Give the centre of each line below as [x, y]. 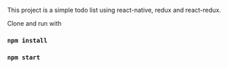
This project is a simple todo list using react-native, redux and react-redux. [114, 10]
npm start [24, 57]
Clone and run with [34, 23]
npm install [27, 40]
